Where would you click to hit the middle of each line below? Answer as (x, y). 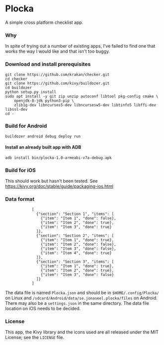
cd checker (16, 79)
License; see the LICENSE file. (35, 337)
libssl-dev (16, 109)
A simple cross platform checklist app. (44, 22)
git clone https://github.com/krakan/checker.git (57, 74)
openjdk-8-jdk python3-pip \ (44, 101)
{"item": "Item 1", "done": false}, (78, 218)
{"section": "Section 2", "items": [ (75, 236)
